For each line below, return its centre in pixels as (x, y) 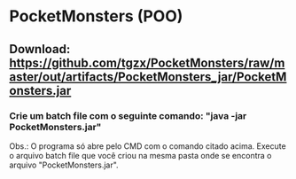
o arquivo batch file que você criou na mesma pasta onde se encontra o (140, 155)
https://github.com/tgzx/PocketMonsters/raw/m (147, 62)
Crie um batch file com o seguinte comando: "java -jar (128, 115)
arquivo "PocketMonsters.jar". (64, 165)
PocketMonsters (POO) (96, 16)
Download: (40, 49)
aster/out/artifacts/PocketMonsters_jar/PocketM (148, 77)
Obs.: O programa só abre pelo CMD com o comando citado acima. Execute (148, 146)
